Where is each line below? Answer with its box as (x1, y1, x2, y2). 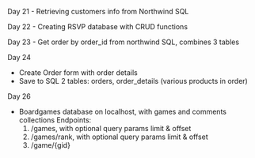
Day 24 (7, 53, 31, 62)
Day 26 (7, 92, 31, 101)
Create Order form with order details (18, 68, 138, 77)
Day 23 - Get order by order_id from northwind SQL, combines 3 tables (7, 37, 239, 47)
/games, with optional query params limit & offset (30, 124, 192, 133)
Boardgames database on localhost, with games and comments (18, 107, 227, 116)
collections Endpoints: (18, 115, 92, 125)
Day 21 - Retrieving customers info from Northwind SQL (7, 7, 189, 16)
